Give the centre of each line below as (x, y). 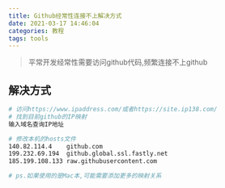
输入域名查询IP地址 (36, 124)
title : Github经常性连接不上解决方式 (65, 16)
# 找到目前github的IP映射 (48, 117)
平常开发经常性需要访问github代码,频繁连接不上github (118, 62)
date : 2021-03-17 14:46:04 (54, 23)
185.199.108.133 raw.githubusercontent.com (83, 161)
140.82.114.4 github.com (56, 146)
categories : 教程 (36, 31)
